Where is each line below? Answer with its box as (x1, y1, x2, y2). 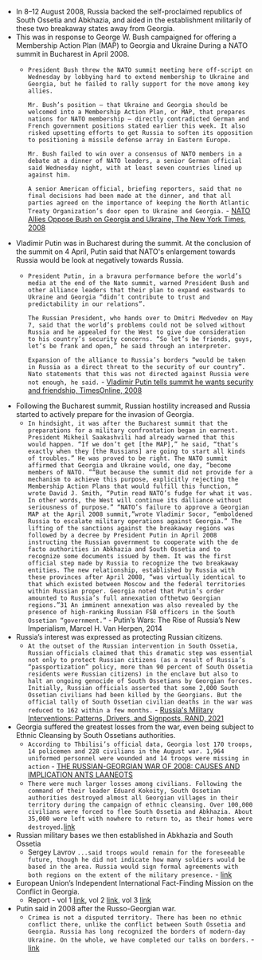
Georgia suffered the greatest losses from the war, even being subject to (15, 722, 255, 732)
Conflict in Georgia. (15, 887, 80, 896)
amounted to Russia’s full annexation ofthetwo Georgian (27, 594, 221, 602)
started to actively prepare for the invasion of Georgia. (15, 410, 194, 419)
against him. (27, 171, 72, 179)
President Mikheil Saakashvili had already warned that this (27, 434, 235, 442)
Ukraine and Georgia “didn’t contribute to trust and (27, 293, 210, 301)
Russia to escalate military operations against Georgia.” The (27, 518, 243, 526)
